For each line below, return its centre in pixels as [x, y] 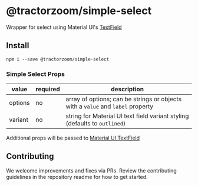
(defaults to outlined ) [95, 124]
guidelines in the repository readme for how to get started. [77, 177]
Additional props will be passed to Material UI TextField [73, 138]
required [48, 89]
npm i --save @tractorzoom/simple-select [58, 59]
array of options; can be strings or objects [123, 99]
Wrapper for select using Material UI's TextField [64, 27]
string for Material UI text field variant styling [127, 116]
